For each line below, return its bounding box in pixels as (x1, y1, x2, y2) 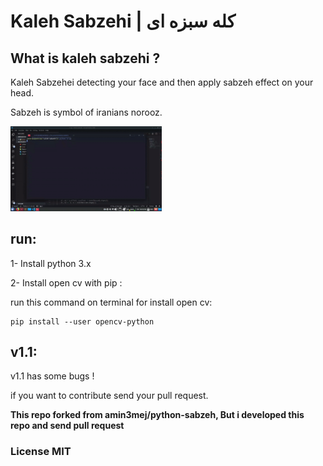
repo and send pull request (10, 420, 125, 432)
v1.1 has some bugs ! (10, 370, 95, 382)
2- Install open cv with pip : (10, 276, 123, 289)
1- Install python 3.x (10, 257, 92, 269)
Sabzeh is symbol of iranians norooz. (10, 106, 163, 118)
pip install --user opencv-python (10, 316, 155, 327)
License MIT (10, 445, 72, 459)
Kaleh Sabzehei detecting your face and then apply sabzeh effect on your (10, 76, 314, 88)
